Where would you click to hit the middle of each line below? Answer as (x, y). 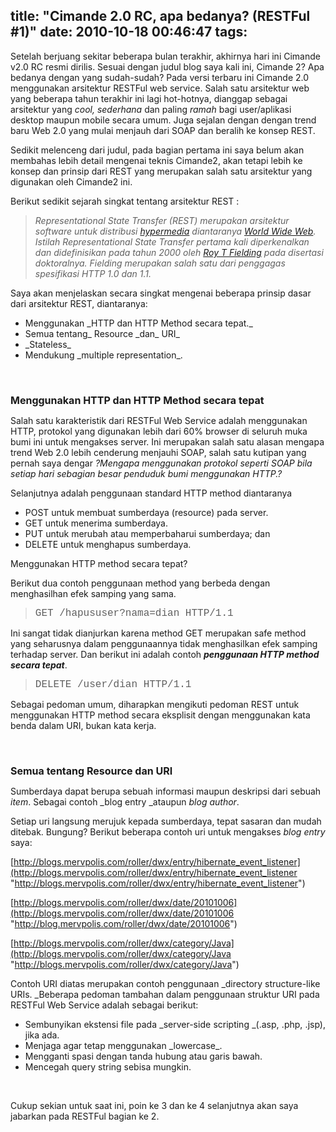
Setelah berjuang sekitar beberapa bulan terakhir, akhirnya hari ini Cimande (165, 56)
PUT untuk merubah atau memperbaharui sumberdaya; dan (147, 533)
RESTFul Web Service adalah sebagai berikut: (104, 1005)
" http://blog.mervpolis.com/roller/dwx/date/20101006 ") (124, 923)
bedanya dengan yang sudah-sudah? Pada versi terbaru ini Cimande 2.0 (160, 77)
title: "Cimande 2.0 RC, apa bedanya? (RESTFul (160, 16)
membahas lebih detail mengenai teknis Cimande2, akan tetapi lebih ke (156, 160)
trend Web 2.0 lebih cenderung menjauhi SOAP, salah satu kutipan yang (158, 452)
